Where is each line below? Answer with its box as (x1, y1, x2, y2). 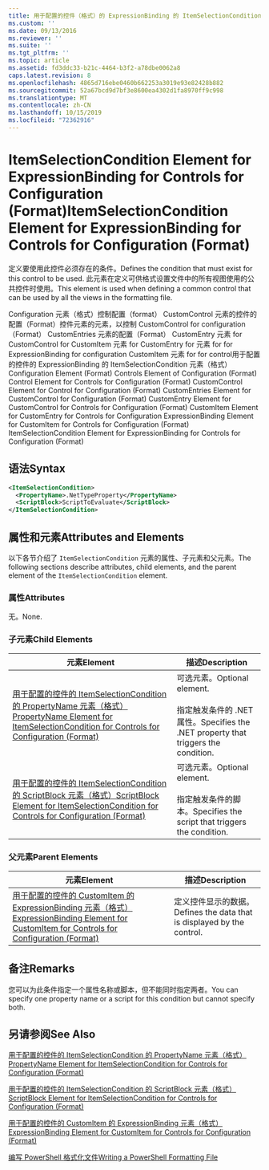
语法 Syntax (8, 462, 66, 476)
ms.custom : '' (8, 19, 56, 27)
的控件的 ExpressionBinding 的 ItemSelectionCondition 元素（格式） (8, 359, 232, 369)
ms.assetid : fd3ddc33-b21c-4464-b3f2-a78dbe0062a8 (8, 64, 181, 72)
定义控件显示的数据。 (174, 896, 255, 907)
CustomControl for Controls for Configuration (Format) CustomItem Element (8, 402, 259, 412)
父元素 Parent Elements (8, 851, 98, 863)
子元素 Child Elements (8, 634, 94, 645)
